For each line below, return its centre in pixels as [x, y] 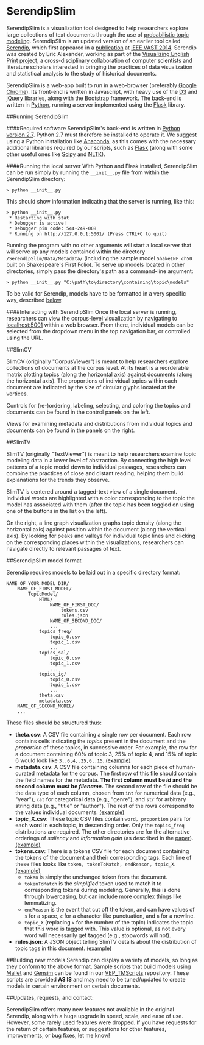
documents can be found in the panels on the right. [71, 430]
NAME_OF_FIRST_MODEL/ [44, 589]
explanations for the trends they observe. [58, 480]
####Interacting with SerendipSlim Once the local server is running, [91, 311]
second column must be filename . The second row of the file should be [106, 786]
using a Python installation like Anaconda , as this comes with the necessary [101, 141]
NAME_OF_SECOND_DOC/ [76, 621]
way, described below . [34, 300]
